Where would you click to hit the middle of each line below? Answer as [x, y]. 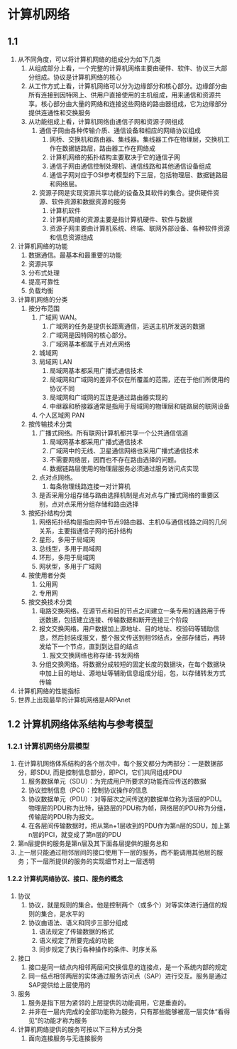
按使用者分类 [47, 575]
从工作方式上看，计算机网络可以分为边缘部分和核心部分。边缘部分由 [128, 86]
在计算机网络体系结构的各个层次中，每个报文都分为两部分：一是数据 [117, 763]
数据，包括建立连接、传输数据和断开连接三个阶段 [117, 620]
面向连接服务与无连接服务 [66, 1038]
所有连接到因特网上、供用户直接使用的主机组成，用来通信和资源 [121, 95]
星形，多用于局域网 [67, 539]
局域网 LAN [55, 362]
